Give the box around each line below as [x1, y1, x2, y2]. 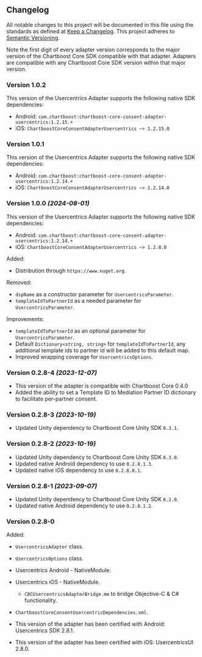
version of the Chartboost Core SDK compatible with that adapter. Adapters [6, 52, 197, 60]
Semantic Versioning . [6, 34, 60, 42]
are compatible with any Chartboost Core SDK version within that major [6, 59, 186, 66]
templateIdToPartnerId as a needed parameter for [15, 297, 142, 304]
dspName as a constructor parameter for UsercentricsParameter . [15, 290, 174, 298]
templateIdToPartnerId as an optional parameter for [15, 327, 146, 335]
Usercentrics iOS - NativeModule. [15, 578, 100, 586]
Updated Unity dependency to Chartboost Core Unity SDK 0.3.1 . [15, 424, 179, 432]
